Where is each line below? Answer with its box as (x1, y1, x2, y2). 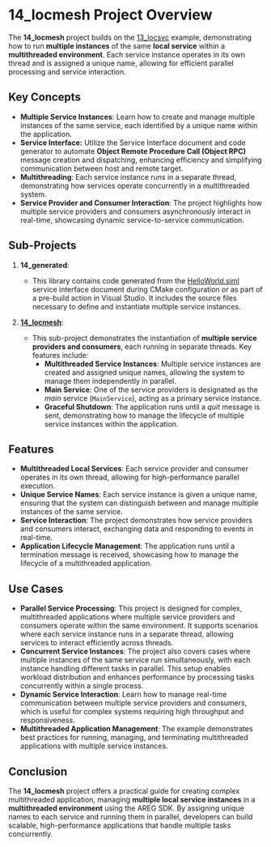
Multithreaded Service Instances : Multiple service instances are (44, 359, 261, 368)
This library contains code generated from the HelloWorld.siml (32, 275, 240, 285)
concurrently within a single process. (19, 681, 144, 691)
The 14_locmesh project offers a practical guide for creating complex (8, 786, 240, 795)
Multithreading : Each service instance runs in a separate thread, (19, 172, 237, 181)
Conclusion (8, 764, 68, 778)
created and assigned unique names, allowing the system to (44, 367, 245, 377)
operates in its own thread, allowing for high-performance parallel (19, 472, 240, 483)
